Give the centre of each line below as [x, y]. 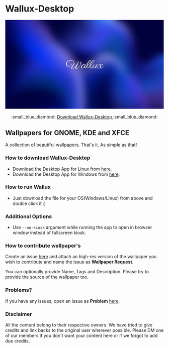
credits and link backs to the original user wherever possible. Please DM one [84, 330]
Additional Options [29, 216]
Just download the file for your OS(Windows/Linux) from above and [82, 198]
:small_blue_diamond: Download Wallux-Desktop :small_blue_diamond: [84, 117]
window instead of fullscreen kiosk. [49, 233]
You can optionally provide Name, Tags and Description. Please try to [77, 272]
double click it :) [29, 203]
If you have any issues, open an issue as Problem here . [62, 301]
